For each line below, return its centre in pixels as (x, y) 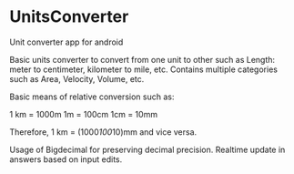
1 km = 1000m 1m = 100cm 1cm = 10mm (83, 114)
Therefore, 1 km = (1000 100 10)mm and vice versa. (103, 132)
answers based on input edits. (66, 159)
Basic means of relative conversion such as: (92, 97)
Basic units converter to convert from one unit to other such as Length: (142, 59)
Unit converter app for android (66, 42)
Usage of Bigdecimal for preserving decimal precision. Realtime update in (147, 149)
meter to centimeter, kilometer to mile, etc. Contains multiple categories (143, 69)
